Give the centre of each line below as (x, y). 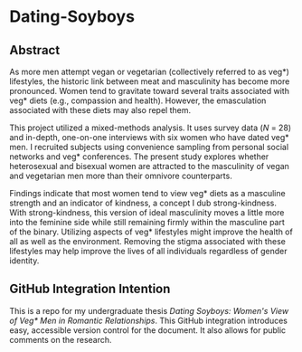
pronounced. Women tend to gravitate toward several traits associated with (149, 91)
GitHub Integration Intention (90, 289)
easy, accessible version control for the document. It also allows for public (148, 330)
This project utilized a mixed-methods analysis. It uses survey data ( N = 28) (151, 128)
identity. (24, 261)
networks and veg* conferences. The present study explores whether (139, 157)
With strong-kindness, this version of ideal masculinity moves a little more (147, 213)
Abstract (35, 50)
